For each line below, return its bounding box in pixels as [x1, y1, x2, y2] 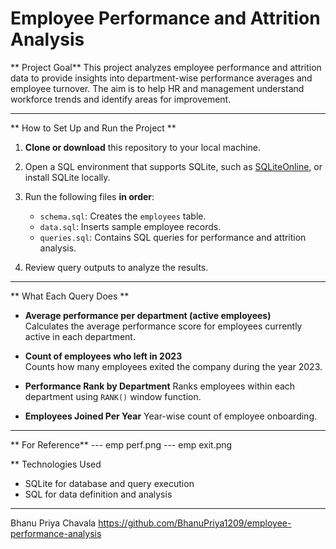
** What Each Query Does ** [10, 290, 130, 302]
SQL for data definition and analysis [24, 488, 173, 500]
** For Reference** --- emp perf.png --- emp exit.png [10, 438, 233, 451]
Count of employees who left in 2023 [24, 350, 183, 362]
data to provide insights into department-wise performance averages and [10, 72, 313, 84]
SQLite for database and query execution [24, 477, 195, 489]
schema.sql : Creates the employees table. [39, 210, 207, 222]
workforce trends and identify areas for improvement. [10, 93, 232, 105]
